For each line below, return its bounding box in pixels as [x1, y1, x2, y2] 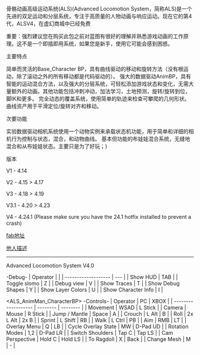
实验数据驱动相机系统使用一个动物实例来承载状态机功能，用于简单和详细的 [6, 128, 189, 135]
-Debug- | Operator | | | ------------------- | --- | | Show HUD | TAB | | [6, 274, 178, 281]
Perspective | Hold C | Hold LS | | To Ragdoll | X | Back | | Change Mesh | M [6, 335, 191, 343]
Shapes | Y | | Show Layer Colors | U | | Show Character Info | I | [6, 286, 164, 293]
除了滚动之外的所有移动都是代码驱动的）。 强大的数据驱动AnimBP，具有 [16, 73, 192, 80]
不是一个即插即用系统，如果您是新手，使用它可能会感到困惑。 [21, 40, 173, 47]
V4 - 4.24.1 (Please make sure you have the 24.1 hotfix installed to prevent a [6, 213, 192, 220]
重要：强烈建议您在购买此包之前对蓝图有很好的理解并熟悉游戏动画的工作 [6, 33, 183, 40]
